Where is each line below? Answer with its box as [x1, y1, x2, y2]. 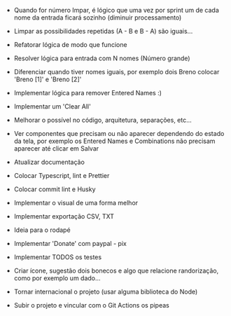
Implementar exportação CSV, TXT [13, 212, 114, 220]
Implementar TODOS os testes [13, 253, 102, 261]
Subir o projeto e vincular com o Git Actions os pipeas [13, 301, 169, 309]
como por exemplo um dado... [13, 274, 101, 282]
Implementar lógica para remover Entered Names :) [13, 89, 162, 97]
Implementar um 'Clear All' [13, 102, 91, 111]
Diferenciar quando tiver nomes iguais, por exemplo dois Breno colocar [13, 68, 220, 76]
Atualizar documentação [13, 158, 85, 166]
